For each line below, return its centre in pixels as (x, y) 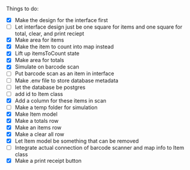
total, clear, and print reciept (49, 34)
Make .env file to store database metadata (66, 81)
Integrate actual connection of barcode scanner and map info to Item (99, 148)
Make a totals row (37, 120)
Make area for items (39, 40)
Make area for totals (39, 60)
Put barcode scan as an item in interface (64, 73)
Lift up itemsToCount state (47, 54)
